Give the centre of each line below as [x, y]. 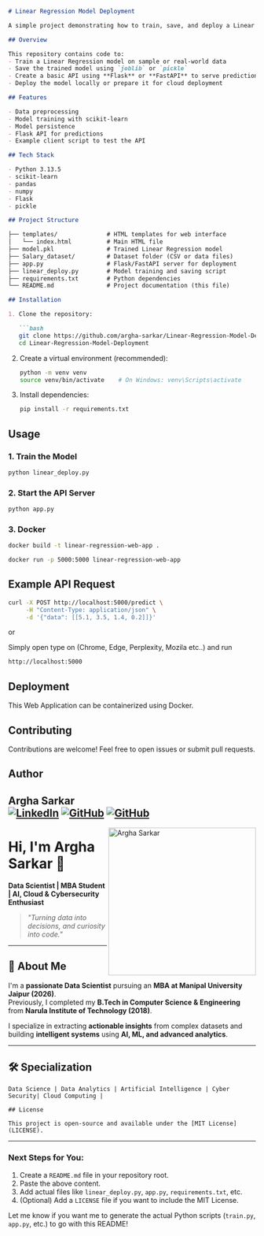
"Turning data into [57, 917]
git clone [35, 336]
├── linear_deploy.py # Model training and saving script [117, 271]
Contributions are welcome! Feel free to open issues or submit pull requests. [132, 749]
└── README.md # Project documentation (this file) [119, 286]
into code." [45, 934]
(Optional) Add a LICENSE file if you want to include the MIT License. [129, 1200]
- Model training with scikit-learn [68, 119]
